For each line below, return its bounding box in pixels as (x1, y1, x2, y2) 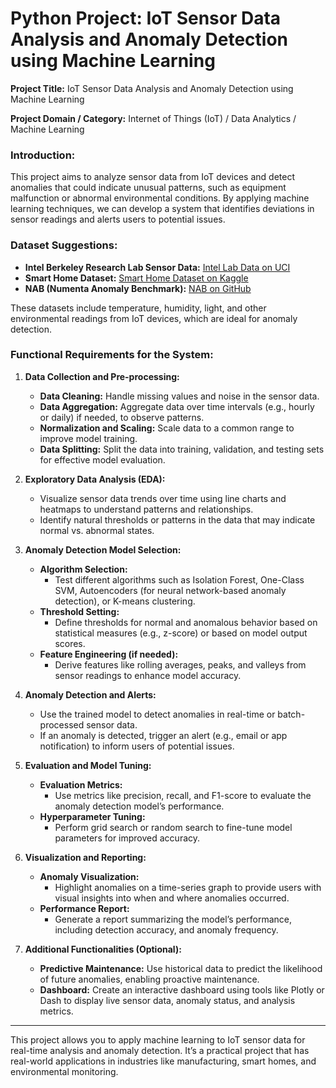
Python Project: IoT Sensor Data (10, 7, 282, 30)
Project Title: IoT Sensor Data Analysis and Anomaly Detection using (10, 82, 294, 94)
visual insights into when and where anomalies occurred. (54, 892, 290, 904)
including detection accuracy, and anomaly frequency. (54, 923, 279, 936)
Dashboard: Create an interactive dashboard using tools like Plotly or (39, 983, 325, 996)
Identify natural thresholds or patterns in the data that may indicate (39, 513, 316, 526)
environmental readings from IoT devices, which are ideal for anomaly (10, 312, 298, 324)
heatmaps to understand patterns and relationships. (39, 503, 254, 515)
